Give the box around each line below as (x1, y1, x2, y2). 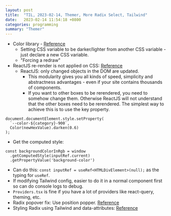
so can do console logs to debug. (12, 183, 83, 189)
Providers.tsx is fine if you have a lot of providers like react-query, (12, 189, 155, 195)
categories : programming (5, 22, 58, 27)
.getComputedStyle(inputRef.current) (10, 153, 91, 158)
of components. (28, 84, 62, 91)
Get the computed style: (12, 139, 64, 145)
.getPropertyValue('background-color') (10, 158, 95, 163)
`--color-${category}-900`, (10, 121, 70, 126)
